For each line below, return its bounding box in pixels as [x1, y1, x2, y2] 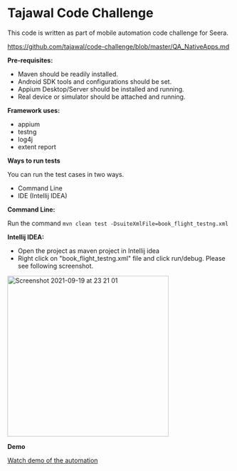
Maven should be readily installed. [17, 70, 119, 78]
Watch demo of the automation [7, 456, 98, 465]
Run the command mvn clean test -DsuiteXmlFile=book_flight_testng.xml [7, 219, 229, 227]
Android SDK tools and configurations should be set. [17, 77, 172, 86]
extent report [17, 142, 57, 151]
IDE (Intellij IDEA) [17, 191, 68, 200]
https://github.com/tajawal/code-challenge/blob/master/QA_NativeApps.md [7, 42, 230, 50]
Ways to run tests [7, 156, 60, 165]
